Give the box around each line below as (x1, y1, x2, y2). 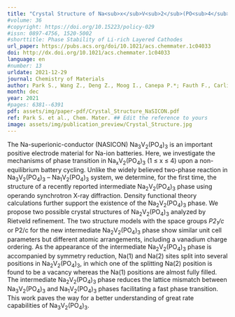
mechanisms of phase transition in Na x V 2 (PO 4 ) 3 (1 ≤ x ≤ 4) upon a (7, 157, 199, 167)
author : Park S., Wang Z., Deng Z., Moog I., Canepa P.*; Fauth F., (7, 82, 211, 89)
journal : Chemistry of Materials (7, 75, 105, 83)
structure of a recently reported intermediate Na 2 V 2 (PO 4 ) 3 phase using (7, 182, 213, 192)
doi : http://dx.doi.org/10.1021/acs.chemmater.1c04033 (7, 50, 171, 57)
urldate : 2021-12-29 (7, 69, 68, 76)
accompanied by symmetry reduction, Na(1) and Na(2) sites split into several (7, 251, 228, 260)
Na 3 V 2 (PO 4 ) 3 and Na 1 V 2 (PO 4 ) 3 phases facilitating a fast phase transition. (7, 285, 219, 295)
